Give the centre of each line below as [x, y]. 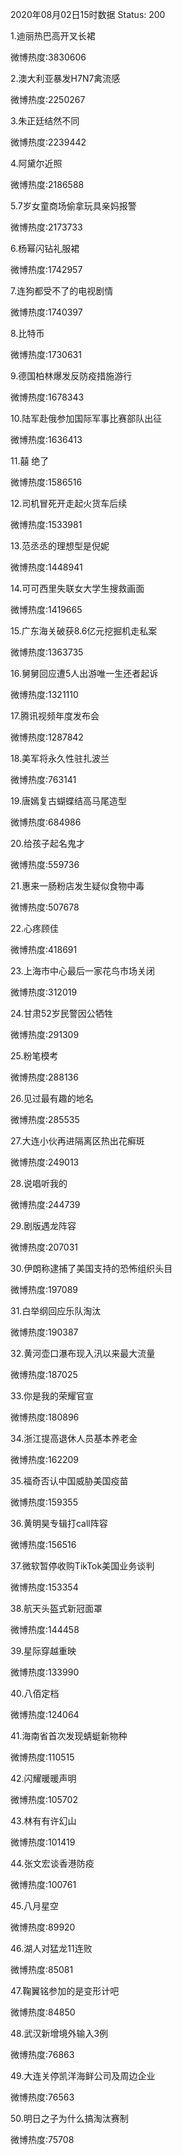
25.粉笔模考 [34, 1056]
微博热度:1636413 [46, 439]
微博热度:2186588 [47, 184]
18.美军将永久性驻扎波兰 [60, 758]
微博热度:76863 [42, 2054]
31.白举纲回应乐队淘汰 [56, 1311]
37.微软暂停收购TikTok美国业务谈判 [82, 1566]
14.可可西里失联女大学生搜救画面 [77, 588]
